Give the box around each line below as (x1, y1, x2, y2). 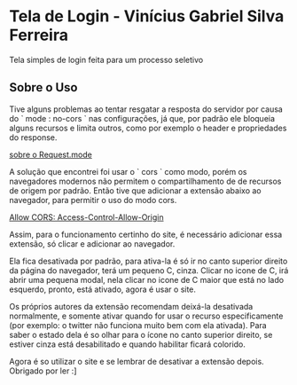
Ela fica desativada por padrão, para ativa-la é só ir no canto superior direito (9, 255, 288, 266)
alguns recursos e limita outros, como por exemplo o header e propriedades (9, 122, 287, 133)
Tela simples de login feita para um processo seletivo (9, 54, 204, 65)
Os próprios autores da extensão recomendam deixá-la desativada (9, 301, 254, 311)
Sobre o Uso (9, 80, 78, 95)
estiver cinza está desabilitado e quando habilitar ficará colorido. (9, 339, 246, 350)
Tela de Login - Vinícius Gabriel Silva (9, 6, 285, 27)
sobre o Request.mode (9, 149, 93, 160)
